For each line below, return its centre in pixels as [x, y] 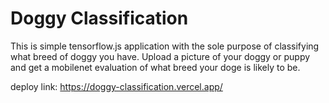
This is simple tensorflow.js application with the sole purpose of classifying [165, 46]
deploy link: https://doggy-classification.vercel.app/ [116, 86]
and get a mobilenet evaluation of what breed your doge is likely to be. [155, 67]
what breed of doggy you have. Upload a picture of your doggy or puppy [160, 56]
